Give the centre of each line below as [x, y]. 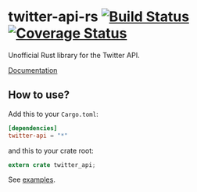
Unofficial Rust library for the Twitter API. [74, 55]
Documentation [33, 70]
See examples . [32, 179]
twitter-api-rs [53, 17]
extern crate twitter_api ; [52, 165]
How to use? [39, 95]
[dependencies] [33, 128]
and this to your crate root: [51, 150]
